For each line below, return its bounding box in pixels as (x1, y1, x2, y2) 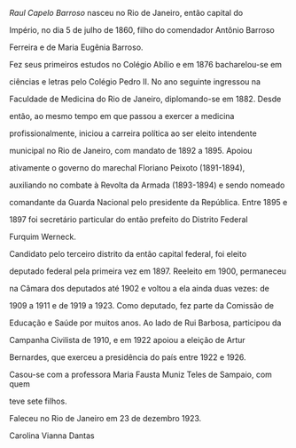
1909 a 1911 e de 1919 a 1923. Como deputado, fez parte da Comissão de (9, 300, 275, 310)
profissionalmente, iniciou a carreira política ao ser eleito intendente (9, 128, 257, 139)
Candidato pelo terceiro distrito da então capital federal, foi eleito (9, 249, 247, 259)
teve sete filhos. (9, 396, 68, 406)
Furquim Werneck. (9, 231, 77, 242)
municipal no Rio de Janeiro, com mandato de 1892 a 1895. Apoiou (9, 146, 253, 156)
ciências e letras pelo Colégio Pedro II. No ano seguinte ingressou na (9, 76, 261, 87)
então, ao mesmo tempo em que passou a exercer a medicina (9, 111, 235, 121)
